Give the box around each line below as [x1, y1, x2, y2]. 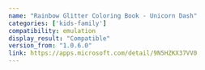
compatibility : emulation [8, 27, 96, 35]
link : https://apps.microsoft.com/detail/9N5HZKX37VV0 [8, 49, 198, 57]
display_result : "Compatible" [8, 34, 111, 43]
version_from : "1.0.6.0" [8, 42, 92, 50]
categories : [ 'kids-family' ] [8, 19, 107, 27]
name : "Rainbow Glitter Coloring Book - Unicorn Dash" [8, 11, 198, 20]
